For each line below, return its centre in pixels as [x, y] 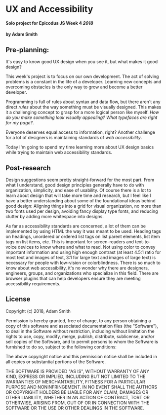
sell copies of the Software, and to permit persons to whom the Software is [82, 341]
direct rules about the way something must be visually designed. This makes [83, 107]
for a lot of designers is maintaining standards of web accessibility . [74, 138]
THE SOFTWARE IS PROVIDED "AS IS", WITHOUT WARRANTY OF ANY [78, 371]
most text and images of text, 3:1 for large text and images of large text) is [81, 257]
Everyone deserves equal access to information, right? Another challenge [80, 132]
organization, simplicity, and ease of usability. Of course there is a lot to [78, 190]
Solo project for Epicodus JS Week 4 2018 [49, 23]
